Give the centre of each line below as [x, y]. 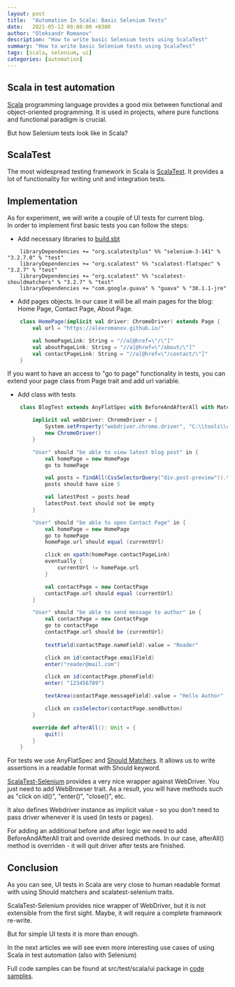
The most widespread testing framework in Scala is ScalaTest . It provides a [115, 171]
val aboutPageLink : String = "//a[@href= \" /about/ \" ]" [114, 347]
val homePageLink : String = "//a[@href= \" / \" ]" [103, 341]
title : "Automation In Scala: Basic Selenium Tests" [87, 20]
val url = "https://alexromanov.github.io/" [98, 328]
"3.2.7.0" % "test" [36, 258]
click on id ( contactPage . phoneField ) [100, 677]
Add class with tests [46, 395]
